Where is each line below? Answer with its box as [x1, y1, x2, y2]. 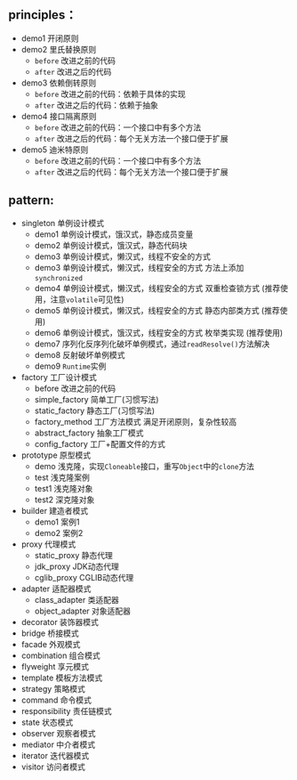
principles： [8, 7, 77, 23]
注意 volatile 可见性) [50, 294, 124, 305]
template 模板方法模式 [20, 672, 103, 683]
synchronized [34, 273, 84, 282]
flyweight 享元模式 [20, 661, 90, 671]
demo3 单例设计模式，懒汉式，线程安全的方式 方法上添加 [34, 262, 245, 272]
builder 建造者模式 [20, 505, 89, 516]
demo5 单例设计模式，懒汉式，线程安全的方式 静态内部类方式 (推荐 [34, 305, 281, 315]
